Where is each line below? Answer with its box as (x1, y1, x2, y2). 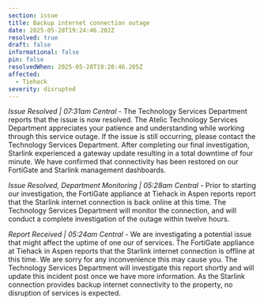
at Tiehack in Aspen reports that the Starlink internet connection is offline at (8, 247, 255, 256)
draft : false (8, 41, 51, 49)
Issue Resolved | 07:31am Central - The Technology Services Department (8, 107, 247, 116)
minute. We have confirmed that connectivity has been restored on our (8, 157, 239, 167)
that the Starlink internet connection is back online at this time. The (8, 198, 227, 207)
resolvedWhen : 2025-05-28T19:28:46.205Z (8, 63, 144, 71)
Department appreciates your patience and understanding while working (8, 123, 245, 133)
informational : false (8, 48, 80, 56)
